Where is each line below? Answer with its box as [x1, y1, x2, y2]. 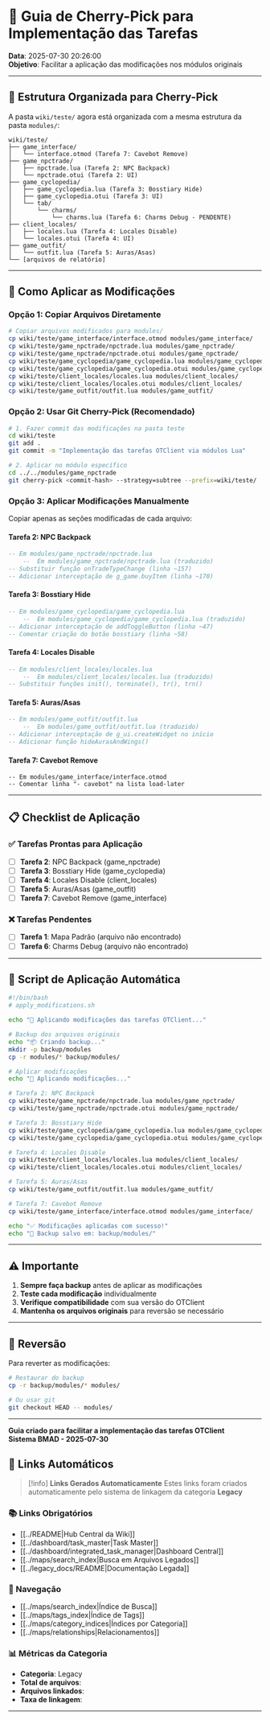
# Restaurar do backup [8, 1374, 84, 1382]
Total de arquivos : [19, 1677, 82, 1688]
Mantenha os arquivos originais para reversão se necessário [19, 1306, 224, 1316]
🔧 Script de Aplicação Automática [8, 973, 181, 986]
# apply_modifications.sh [8, 1002, 95, 1010]
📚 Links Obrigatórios [8, 1508, 93, 1519]
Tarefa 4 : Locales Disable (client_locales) [19, 874, 157, 884]
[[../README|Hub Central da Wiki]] [19, 1529, 135, 1539]
